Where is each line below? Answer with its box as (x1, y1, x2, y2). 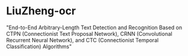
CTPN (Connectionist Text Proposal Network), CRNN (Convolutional (6, 30, 173, 37)
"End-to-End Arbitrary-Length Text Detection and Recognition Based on (6, 24, 183, 31)
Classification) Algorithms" (6, 43, 72, 50)
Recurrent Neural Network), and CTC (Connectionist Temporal (6, 36, 159, 43)
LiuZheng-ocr (6, 4, 76, 18)
